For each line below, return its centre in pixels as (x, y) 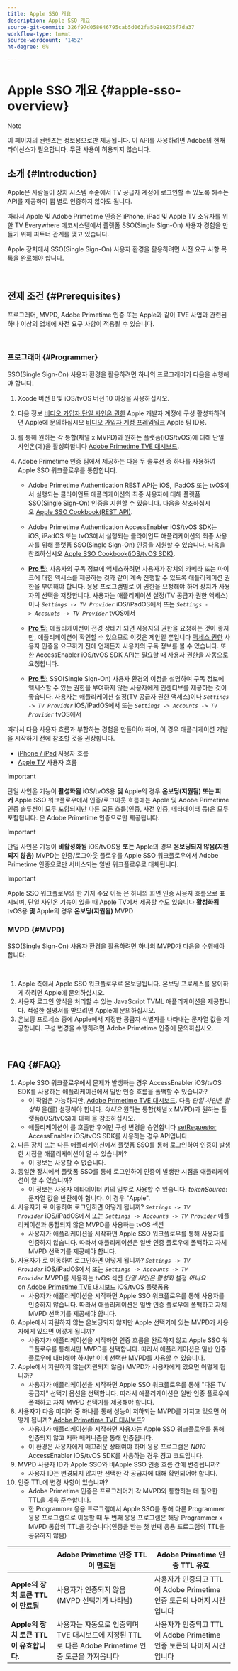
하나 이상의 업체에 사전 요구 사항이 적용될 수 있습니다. (81, 323)
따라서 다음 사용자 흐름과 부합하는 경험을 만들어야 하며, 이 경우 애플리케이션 (111, 729)
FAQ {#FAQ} (34, 1065)
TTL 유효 (195, 1565)
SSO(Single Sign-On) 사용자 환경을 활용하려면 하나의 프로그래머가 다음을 (109, 374)
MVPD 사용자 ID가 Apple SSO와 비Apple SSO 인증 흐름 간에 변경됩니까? (118, 1464)
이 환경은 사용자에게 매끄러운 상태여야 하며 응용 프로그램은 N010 (117, 1447)
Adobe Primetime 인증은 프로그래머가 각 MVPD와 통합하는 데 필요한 (123, 1491)
